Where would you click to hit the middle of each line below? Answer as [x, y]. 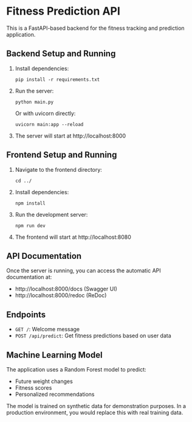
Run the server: [34, 91]
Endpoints [26, 315]
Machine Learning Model [54, 355]
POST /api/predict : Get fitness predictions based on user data [93, 336]
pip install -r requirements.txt [57, 79]
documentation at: [29, 277]
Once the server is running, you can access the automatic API [84, 271]
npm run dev [30, 226]
